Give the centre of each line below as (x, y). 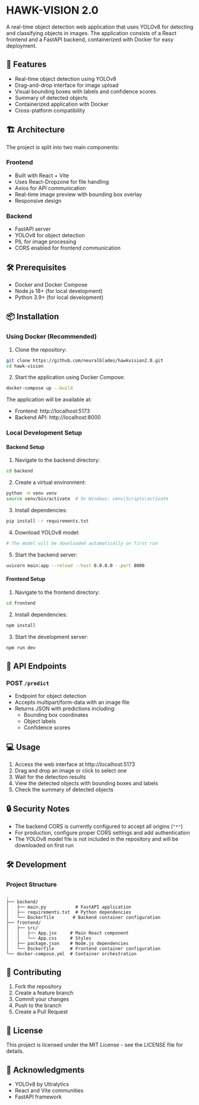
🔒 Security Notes (38, 809)
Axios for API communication (50, 188)
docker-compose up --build (40, 388)
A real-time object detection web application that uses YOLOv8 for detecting (100, 27)
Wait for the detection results (50, 777)
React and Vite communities (49, 1090)
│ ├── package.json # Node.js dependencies (67, 944)
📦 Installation (33, 317)
